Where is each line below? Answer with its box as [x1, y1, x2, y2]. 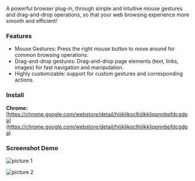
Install [6, 91, 25, 99]
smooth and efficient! [6, 18, 57, 24]
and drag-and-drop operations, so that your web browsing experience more [6, 11, 189, 18]
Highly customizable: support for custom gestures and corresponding [14, 70, 183, 77]
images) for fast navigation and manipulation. [14, 64, 124, 71]
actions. [14, 76, 34, 84]
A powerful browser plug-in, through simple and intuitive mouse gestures [6, 5, 183, 12]
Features [6, 32, 32, 40]
